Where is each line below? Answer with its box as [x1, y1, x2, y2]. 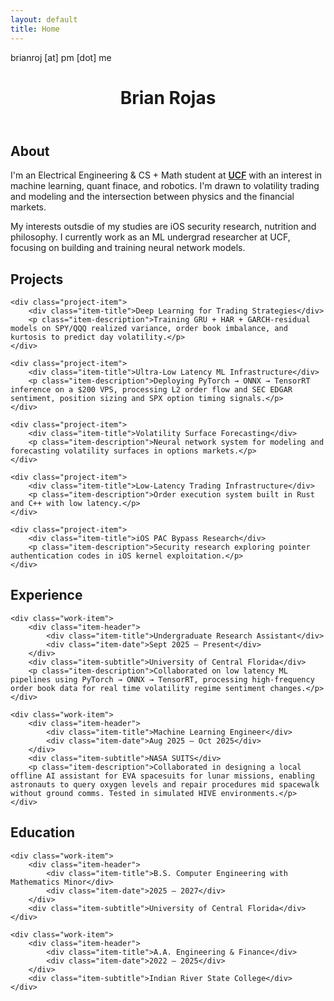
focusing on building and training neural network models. [10, 242, 246, 254]
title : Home [10, 24, 60, 34]
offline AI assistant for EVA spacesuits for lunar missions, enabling [10, 771, 315, 781]
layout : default [10, 14, 78, 25]
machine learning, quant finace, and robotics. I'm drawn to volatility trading [10, 180, 320, 192]
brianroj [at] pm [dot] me [10, 51, 112, 63]
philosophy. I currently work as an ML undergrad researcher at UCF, [10, 231, 291, 243]
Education [10, 824, 76, 841]
